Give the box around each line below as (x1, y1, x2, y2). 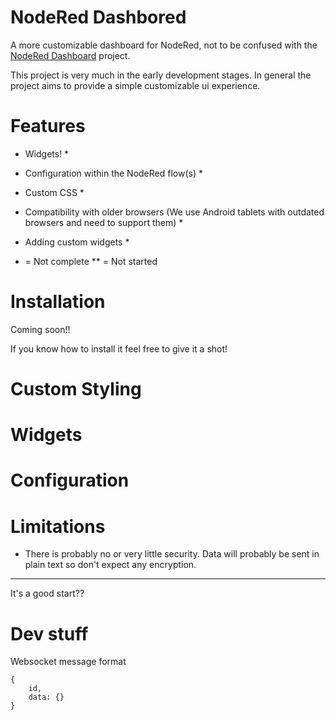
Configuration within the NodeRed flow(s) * (24, 167, 203, 179)
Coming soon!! (10, 323, 71, 335)
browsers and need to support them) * (24, 216, 184, 228)
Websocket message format (10, 656, 127, 668)
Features (10, 115, 86, 138)
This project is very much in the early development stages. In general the (10, 69, 312, 81)
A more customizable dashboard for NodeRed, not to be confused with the (10, 39, 318, 51)
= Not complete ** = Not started (24, 255, 158, 267)
